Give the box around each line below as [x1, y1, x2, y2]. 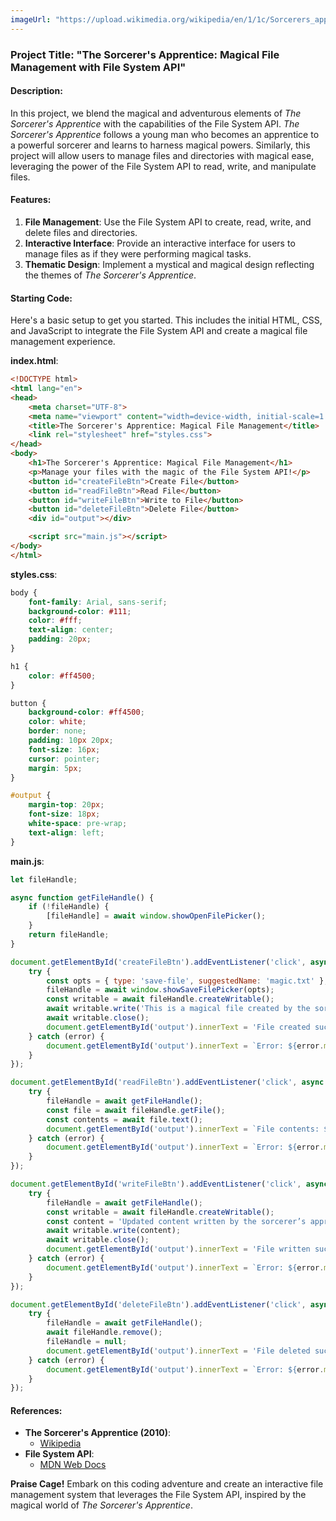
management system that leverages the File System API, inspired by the [10, 1489, 307, 1501]
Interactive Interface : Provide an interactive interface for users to [24, 237, 296, 249]
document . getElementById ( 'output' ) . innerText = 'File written [46, 1244, 311, 1255]
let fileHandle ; [10, 874, 78, 885]
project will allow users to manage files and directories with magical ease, [10, 149, 315, 161]
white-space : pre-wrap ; [28, 819, 128, 829]
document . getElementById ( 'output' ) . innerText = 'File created [46, 1022, 311, 1032]
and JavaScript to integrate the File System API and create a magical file [10, 325, 308, 337]
